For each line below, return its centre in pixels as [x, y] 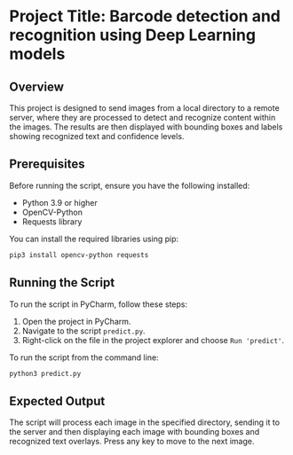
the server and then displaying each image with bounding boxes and [135, 432]
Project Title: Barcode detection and [145, 16]
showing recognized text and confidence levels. [97, 136]
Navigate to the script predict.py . [83, 331]
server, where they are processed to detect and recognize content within [143, 118]
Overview [37, 86]
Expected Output [57, 401]
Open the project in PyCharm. [76, 321]
